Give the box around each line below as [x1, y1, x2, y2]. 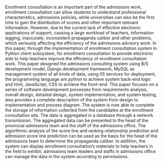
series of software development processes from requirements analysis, [5, 87, 148, 92]
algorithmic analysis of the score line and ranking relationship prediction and [5, 128, 159, 133]
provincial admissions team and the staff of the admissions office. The [5, 123, 146, 128]
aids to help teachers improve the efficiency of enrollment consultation [5, 56, 147, 61]
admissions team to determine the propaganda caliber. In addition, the [5, 138, 146, 144]
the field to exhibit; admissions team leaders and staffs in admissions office [5, 148, 156, 154]
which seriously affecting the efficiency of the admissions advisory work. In [5, 40, 157, 46]
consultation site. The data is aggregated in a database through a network [5, 113, 153, 118]
